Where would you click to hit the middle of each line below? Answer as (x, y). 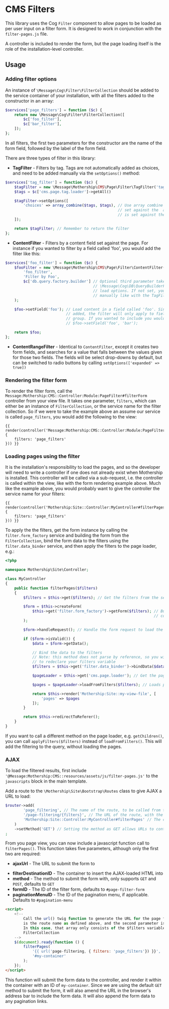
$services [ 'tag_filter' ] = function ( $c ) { (52, 182)
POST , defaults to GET (33, 884)
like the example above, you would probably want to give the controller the (82, 488)
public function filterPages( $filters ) (56, 588)
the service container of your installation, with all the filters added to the (80, 95)
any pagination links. (27, 1001)
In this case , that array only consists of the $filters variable (94, 928)
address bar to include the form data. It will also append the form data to (80, 996)
